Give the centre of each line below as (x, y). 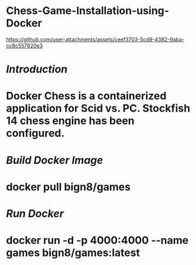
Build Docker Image (55, 160)
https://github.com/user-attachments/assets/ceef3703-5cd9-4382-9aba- (95, 39)
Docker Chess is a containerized (86, 96)
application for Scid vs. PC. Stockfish (98, 109)
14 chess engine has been (70, 121)
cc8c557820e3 (24, 46)
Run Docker (35, 213)
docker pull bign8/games (68, 187)
